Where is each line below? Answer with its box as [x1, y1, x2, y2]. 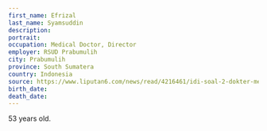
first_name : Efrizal [8, 11, 77, 20]
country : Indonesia [8, 70, 73, 78]
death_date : [8, 92, 48, 100]
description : [8, 26, 52, 34]
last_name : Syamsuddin [8, 19, 83, 27]
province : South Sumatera [8, 63, 94, 71]
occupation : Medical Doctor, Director [8, 41, 137, 49]
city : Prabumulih [8, 56, 66, 64]
